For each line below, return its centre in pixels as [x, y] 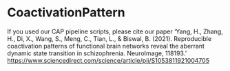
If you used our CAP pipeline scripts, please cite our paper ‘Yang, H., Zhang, [115, 31]
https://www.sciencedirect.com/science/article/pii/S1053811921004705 [108, 60]
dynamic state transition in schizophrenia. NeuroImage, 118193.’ [97, 53]
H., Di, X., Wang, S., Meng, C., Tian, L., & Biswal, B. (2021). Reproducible [109, 38]
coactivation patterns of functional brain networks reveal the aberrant [106, 46]
